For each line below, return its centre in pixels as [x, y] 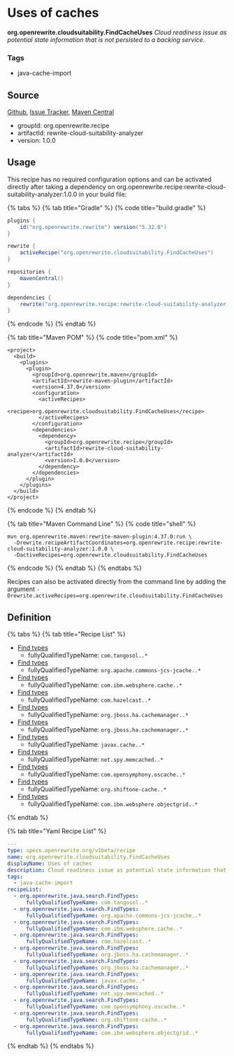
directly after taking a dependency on [61, 186]
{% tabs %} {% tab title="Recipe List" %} [66, 634]
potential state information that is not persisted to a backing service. [106, 39]
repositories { [29, 272]
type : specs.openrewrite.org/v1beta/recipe [72, 851]
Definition [29, 617]
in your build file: [103, 194]
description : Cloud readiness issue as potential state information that [117, 870]
